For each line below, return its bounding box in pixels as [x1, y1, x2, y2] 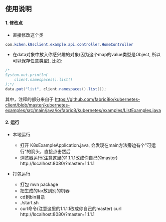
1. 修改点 [5, 20, 23, 26]
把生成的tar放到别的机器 [20, 188, 70, 194]
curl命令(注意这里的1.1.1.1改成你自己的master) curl [20, 205, 122, 212]
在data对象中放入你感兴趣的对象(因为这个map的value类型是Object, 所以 [12, 52, 161, 58]
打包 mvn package [20, 181, 59, 187]
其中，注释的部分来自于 [5, 96, 54, 102]
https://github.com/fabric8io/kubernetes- [54, 96, 140, 102]
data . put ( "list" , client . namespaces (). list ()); [5, 86, 107, 91]
